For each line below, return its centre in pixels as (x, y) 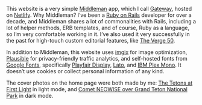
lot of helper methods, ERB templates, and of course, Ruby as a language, (98, 28)
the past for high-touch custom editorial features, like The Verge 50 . (91, 40)
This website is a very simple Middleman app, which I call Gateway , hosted (99, 9)
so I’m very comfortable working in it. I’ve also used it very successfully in (98, 34)
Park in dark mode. (30, 96)
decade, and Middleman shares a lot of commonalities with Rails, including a (101, 21)
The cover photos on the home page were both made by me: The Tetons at (99, 83)
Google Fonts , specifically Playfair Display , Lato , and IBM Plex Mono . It (94, 65)
